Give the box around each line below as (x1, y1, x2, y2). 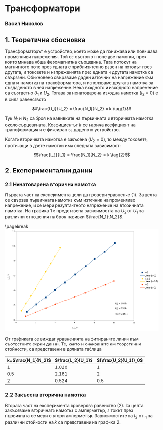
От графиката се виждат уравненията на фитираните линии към (5, 336, 139, 342)
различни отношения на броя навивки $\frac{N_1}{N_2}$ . (5, 214, 124, 220)
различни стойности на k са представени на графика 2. (5, 419, 121, 425)
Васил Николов (5, 21, 43, 27)
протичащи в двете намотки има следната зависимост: (5, 143, 121, 149)
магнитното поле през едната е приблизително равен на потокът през (5, 64, 152, 70)
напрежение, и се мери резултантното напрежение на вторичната (5, 202, 144, 208)
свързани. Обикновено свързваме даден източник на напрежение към (5, 74, 153, 80)
